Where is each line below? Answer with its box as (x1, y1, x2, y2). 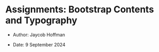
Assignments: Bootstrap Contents (5, 4, 154, 15)
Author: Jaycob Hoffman (12, 31, 65, 38)
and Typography (5, 14, 78, 26)
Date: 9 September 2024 (12, 41, 66, 47)
